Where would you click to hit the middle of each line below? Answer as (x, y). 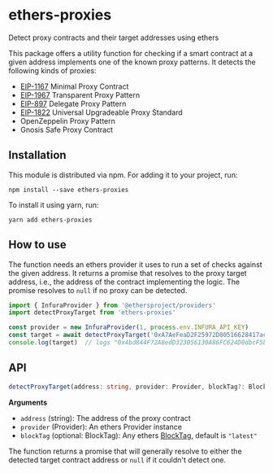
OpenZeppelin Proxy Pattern (68, 120)
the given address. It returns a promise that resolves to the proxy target (128, 273)
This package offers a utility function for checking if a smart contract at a (131, 53)
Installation (37, 155)
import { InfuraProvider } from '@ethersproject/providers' (113, 305)
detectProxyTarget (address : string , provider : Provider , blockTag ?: (127, 387)
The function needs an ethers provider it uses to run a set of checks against (135, 264)
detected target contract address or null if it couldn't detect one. (117, 460)
